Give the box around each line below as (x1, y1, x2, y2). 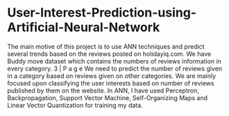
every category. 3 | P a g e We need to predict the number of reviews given (7, 64, 223, 72)
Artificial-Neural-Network (7, 19, 160, 35)
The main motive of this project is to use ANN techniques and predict (7, 42, 205, 50)
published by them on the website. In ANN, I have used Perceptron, (7, 86, 200, 95)
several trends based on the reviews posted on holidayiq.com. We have (7, 50, 212, 58)
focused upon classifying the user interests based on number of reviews (7, 79, 214, 87)
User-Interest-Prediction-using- (7, 5, 196, 21)
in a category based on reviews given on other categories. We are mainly (7, 71, 217, 80)
